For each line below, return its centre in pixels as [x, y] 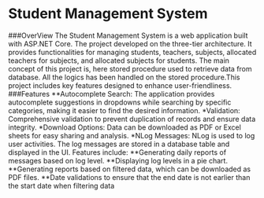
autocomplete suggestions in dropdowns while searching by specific [120, 102]
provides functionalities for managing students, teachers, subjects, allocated [132, 52]
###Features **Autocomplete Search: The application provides [112, 93]
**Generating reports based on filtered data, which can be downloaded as [129, 169]
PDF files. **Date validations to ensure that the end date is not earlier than [129, 177]
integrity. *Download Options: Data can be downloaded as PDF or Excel [125, 127]
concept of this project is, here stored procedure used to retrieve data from [130, 68]
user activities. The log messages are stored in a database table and [119, 144]
